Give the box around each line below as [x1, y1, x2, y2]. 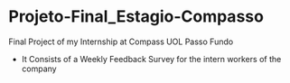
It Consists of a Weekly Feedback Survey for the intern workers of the [21, 53, 282, 64]
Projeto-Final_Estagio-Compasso [8, 6, 264, 27]
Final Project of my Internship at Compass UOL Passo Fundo [8, 36, 234, 47]
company [21, 63, 57, 74]
